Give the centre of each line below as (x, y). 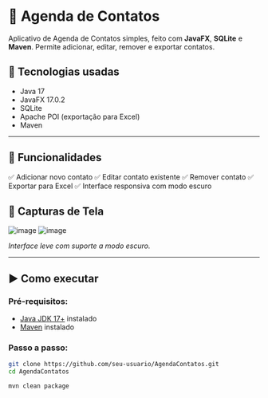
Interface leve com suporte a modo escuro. (79, 246)
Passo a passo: (38, 348)
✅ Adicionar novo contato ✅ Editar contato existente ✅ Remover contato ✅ (131, 177)
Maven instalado (47, 327)
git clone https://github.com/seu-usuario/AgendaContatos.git (114, 365)
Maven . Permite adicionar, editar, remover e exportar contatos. (112, 46)
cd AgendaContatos (39, 372)
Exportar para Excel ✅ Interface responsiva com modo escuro (110, 186)
